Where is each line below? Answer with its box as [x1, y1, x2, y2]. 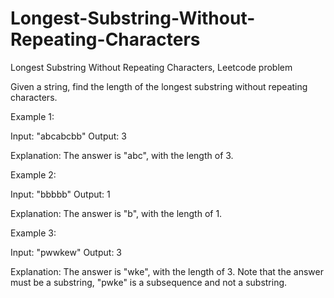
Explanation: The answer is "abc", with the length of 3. [10, 149, 234, 161]
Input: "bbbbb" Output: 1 [10, 188, 111, 200]
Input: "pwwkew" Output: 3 [10, 246, 122, 258]
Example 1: [10, 110, 55, 122]
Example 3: [10, 227, 57, 239]
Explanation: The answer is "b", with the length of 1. [10, 207, 223, 219]
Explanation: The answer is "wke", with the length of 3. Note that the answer [10, 265, 324, 277]
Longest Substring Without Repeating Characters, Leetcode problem [10, 61, 293, 73]
